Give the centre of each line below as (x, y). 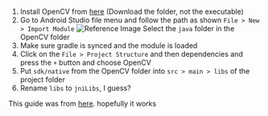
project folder (43, 80)
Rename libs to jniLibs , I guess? (75, 88)
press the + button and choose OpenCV (85, 62)
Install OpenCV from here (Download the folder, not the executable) (132, 12)
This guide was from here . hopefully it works (82, 104)
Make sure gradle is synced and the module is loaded (109, 46)
